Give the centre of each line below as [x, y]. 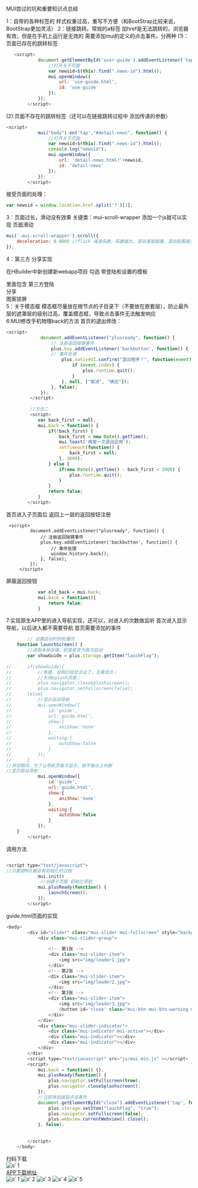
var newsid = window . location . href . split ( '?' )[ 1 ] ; [70, 206]
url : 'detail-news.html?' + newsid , [101, 160]
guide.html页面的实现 [32, 916]
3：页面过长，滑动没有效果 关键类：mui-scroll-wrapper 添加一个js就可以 [94, 217]
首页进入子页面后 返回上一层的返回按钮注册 [58, 514]
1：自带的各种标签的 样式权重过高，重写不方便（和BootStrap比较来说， [92, 21]
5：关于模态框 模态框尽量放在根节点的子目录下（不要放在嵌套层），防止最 [95, 306]
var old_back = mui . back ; [69, 592]
